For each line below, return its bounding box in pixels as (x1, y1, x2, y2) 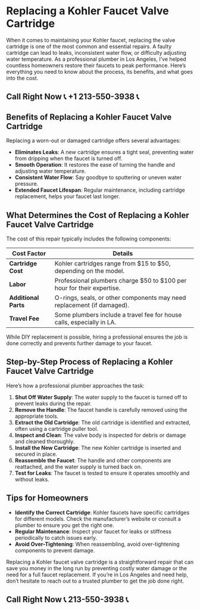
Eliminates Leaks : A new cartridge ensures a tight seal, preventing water (14, 149, 194, 156)
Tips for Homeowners (6, 493, 89, 503)
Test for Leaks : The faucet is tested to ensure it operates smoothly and (14, 469, 190, 477)
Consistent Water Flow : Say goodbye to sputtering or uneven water (14, 174, 182, 181)
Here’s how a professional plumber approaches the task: (6, 382, 145, 389)
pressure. (14, 180, 39, 187)
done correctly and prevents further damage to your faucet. (6, 339, 153, 346)
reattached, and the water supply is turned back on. (14, 463, 142, 470)
